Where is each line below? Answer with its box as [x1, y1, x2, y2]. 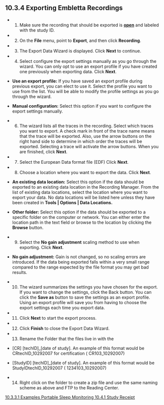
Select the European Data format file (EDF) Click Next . [19, 159, 129, 165]
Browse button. [12, 224, 44, 231]
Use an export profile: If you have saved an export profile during [12, 78, 143, 84]
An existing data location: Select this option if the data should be [12, 179, 144, 185]
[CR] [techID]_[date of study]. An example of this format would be [12, 345, 145, 351]
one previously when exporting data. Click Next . [19, 68, 117, 75]
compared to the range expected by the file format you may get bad [12, 264, 149, 270]
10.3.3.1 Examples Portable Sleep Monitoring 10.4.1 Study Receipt [5, 394, 135, 400]
